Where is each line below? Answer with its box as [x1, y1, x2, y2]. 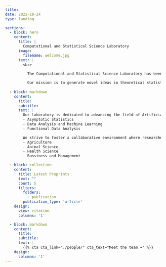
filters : [18, 185, 37, 190]
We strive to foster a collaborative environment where [23, 135, 140, 140]
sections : [5, 25, 26, 30]
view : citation [18, 208, 50, 213]
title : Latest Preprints [18, 172, 70, 177]
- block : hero [9, 30, 39, 35]
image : [18, 48, 32, 53]
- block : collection [9, 163, 52, 168]
